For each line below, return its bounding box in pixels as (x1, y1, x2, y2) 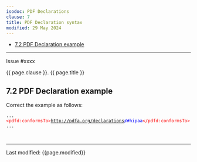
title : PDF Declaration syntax (6, 19, 83, 25)
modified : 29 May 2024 (6, 25, 62, 31)
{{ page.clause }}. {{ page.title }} (6, 69, 85, 76)
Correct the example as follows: (6, 102, 83, 109)
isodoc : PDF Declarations (6, 8, 69, 15)
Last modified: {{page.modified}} (6, 149, 86, 156)
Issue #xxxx (6, 58, 35, 65)
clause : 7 (6, 14, 30, 20)
